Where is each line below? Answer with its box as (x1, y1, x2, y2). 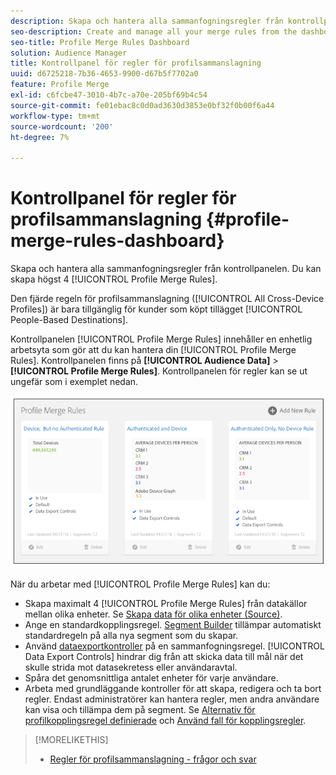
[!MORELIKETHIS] (34, 733, 109, 745)
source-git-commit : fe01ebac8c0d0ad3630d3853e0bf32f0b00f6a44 (10, 100, 275, 110)
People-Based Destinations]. (10, 314, 128, 326)
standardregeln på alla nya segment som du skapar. (24, 629, 239, 641)
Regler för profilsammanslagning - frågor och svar (49, 753, 257, 765)
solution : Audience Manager (10, 48, 128, 58)
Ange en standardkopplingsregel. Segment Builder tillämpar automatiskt (24, 618, 322, 630)
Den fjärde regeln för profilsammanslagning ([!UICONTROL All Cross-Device (10, 293, 325, 305)
